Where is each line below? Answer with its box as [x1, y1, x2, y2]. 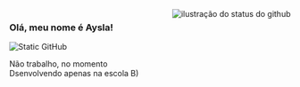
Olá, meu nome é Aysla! [9, 21, 114, 34]
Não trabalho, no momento [9, 59, 108, 69]
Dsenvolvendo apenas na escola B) [9, 68, 139, 79]
